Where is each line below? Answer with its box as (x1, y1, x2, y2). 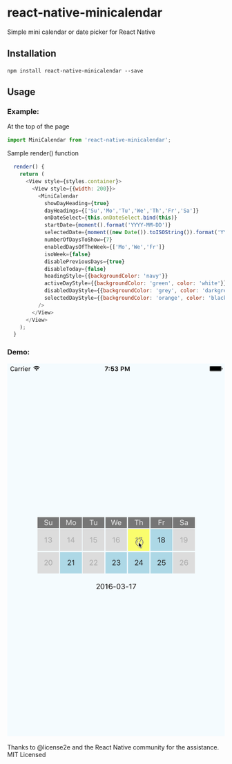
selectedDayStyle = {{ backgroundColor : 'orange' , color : (43, 295, 206, 302)
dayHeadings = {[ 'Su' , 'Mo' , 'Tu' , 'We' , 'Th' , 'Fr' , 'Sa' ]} (43, 207, 199, 214)
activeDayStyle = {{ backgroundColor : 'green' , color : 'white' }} (43, 280, 227, 287)
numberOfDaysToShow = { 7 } (43, 236, 113, 243)
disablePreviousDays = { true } (43, 258, 126, 265)
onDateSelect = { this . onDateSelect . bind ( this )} (43, 214, 177, 222)
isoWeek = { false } (43, 251, 91, 258)
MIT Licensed (7, 750, 46, 758)
